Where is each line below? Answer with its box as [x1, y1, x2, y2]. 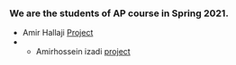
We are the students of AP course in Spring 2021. [9, 7, 230, 20]
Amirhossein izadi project [35, 46, 131, 57]
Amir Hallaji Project [22, 28, 94, 38]
